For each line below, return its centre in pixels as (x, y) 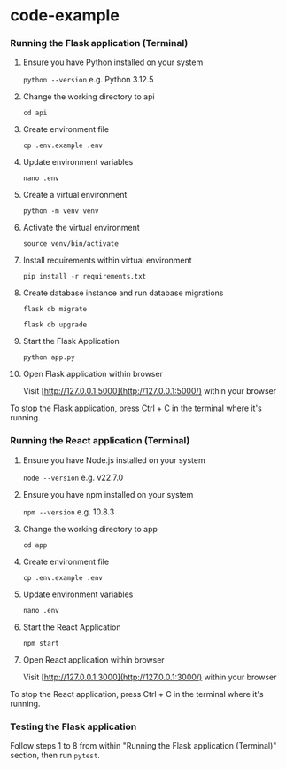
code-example (65, 16)
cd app (35, 545)
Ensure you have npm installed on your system (108, 494)
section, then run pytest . (55, 756)
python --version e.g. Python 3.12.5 (88, 80)
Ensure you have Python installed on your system (113, 62)
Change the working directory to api (89, 97)
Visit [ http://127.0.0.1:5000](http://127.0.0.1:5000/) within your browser (150, 391)
